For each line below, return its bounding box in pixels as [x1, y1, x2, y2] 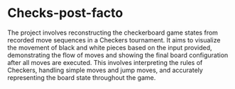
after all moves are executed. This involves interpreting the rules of [7, 58, 203, 66]
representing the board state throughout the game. [7, 73, 156, 82]
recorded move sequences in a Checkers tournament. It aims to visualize [7, 35, 221, 44]
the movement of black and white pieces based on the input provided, [7, 43, 212, 52]
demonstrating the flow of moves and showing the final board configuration [7, 51, 229, 59]
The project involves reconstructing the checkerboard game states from [7, 28, 219, 37]
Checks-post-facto [7, 5, 124, 21]
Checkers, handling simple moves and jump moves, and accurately [7, 66, 204, 74]
